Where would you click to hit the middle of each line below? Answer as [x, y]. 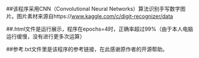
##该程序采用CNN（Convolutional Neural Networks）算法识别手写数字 [94, 9]
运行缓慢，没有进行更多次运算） [46, 36]
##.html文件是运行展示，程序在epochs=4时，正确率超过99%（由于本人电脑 [100, 29]
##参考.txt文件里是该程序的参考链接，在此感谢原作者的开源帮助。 [87, 49]
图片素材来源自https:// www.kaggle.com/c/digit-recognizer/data [95, 16]
